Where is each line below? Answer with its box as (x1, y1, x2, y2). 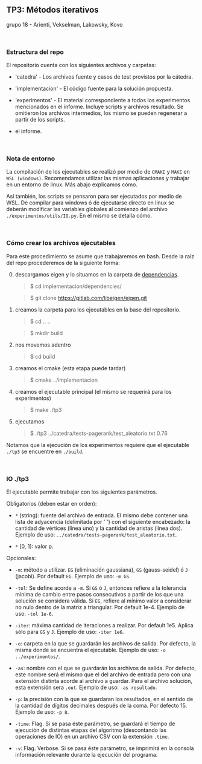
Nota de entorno (6, 154, 55, 163)
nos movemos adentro (14, 341, 71, 348)
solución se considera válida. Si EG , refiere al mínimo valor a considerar (14, 597, 192, 604)
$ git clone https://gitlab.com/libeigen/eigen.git (30, 294, 147, 301)
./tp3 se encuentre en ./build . (6, 448, 84, 455)
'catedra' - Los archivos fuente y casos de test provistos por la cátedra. (14, 73, 193, 80)
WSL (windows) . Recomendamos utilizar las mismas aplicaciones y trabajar (6, 175, 190, 182)
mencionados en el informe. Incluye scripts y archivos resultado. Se (14, 103, 184, 111)
